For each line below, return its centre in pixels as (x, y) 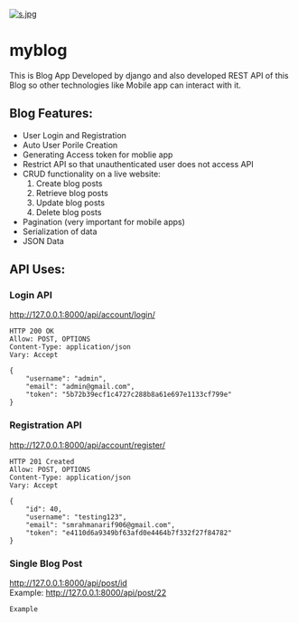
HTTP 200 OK (32, 331)
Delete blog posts (69, 212)
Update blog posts (70, 203)
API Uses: (37, 270)
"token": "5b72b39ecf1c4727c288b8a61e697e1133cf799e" (129, 395)
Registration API (46, 425)
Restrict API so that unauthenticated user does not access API (138, 164)
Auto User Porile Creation (70, 145)
